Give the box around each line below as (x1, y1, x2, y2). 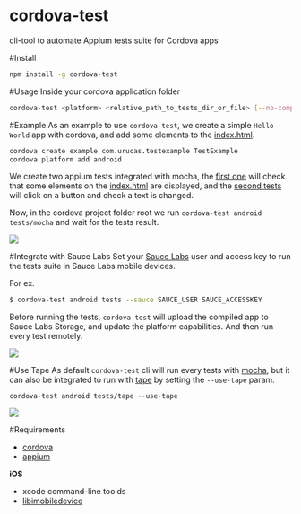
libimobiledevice (21, 495, 83, 507)
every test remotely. (9, 331, 83, 342)
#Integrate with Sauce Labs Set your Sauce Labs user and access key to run (9, 251, 291, 262)
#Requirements (9, 424, 65, 435)
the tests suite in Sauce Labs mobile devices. (9, 261, 176, 272)
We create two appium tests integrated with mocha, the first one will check (9, 171, 286, 182)
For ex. (9, 278, 35, 289)
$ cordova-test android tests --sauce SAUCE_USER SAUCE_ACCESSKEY (9, 295, 262, 305)
